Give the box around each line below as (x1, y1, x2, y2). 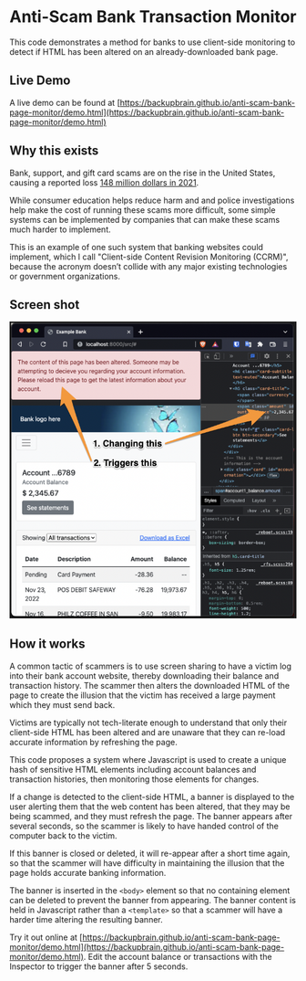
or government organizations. (9, 270, 121, 281)
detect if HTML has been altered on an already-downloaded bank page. (9, 46, 279, 57)
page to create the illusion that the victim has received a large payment (9, 690, 276, 701)
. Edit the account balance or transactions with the (83, 951, 272, 962)
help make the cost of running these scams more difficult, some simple (9, 204, 276, 216)
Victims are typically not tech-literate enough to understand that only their (9, 717, 288, 728)
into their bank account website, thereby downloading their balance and (9, 670, 280, 681)
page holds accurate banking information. (9, 867, 167, 878)
